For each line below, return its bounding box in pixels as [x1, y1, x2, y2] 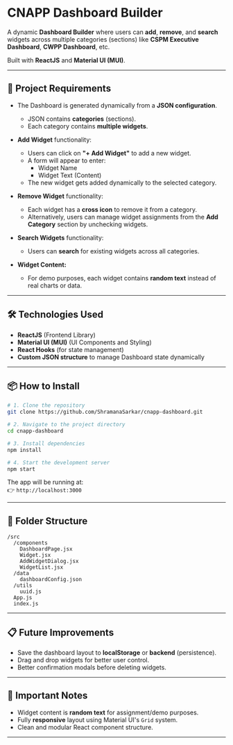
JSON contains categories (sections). [27, 115, 137, 123]
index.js [13, 601, 39, 608]
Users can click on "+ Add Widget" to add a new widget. [27, 149, 192, 157]
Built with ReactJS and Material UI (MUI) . [7, 56, 126, 64]
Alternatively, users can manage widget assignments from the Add [27, 212, 218, 221]
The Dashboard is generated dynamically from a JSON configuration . [17, 101, 217, 109]
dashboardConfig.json [19, 576, 82, 583]
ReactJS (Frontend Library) [17, 330, 96, 339]
